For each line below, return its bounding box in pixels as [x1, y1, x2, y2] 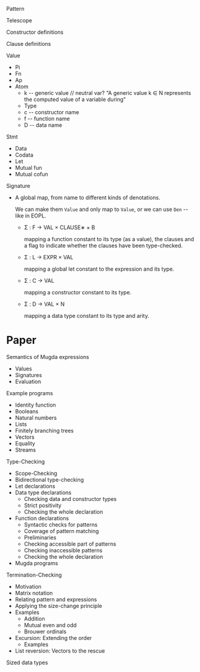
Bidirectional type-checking [14, 476, 84, 483]
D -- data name [23, 121, 62, 129]
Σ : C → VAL [23, 277, 54, 284]
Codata [14, 151, 34, 158]
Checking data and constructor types [23, 495, 117, 502]
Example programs [6, 389, 53, 396]
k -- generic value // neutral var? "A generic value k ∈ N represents [23, 89, 192, 96]
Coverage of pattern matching [23, 527, 99, 534]
